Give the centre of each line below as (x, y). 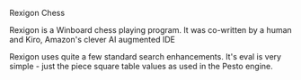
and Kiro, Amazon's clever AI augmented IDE (92, 40)
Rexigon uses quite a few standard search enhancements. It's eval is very (145, 56)
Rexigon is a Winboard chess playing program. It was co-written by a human (150, 30)
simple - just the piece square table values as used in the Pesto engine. (142, 66)
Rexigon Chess (37, 13)
